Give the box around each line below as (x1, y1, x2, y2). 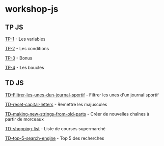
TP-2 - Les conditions (5, 46, 49, 51)
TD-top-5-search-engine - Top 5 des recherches (5, 135, 105, 141)
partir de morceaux (5, 116, 44, 122)
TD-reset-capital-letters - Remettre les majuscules (5, 101, 108, 107)
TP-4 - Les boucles (5, 65, 44, 70)
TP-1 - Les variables (5, 36, 46, 42)
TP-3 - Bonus (5, 55, 33, 61)
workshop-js (5, 3, 58, 15)
